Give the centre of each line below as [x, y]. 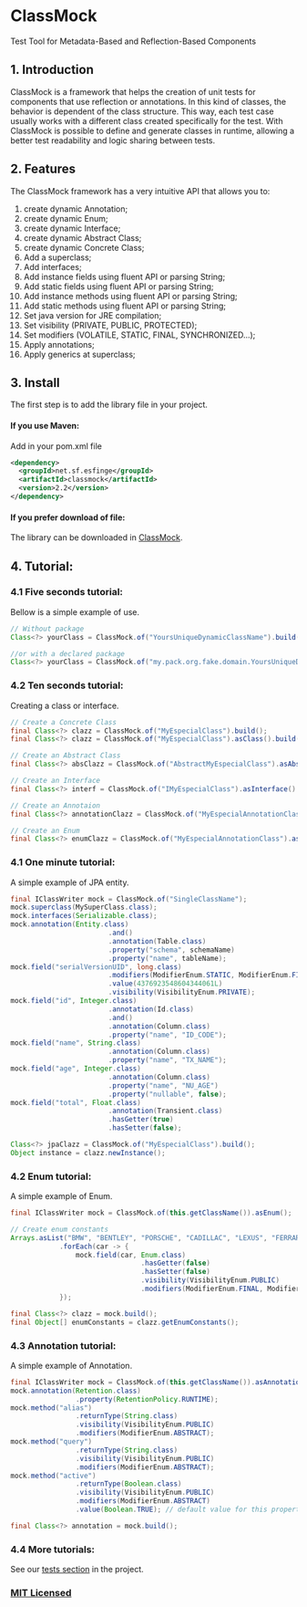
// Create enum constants [59, 1229]
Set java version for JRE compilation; [92, 315]
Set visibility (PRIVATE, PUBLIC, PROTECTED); [110, 325]
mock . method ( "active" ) [53, 1476]
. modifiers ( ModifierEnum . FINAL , [202, 1289]
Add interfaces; [52, 266]
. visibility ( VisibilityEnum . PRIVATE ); [182, 992]
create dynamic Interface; [72, 228]
